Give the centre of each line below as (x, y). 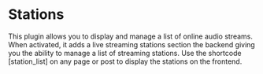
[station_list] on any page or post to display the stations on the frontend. (125, 61)
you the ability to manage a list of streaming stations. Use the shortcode (125, 53)
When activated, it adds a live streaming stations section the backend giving (132, 44)
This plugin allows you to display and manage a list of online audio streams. (131, 36)
